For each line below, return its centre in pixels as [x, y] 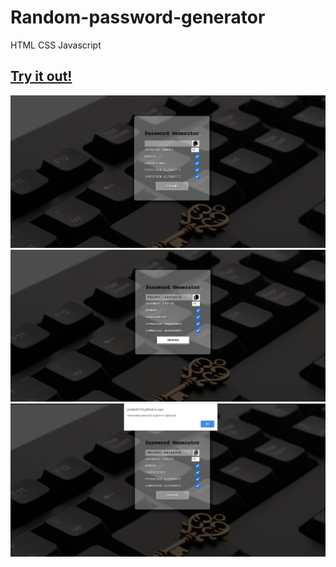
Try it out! [41, 76]
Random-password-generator [138, 17]
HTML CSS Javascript [56, 45]
